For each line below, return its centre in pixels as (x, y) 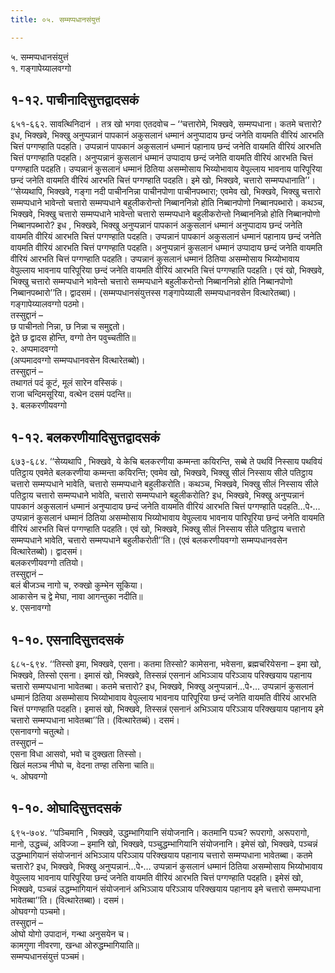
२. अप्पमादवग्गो (34, 349)
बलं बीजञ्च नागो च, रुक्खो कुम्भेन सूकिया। (77, 585)
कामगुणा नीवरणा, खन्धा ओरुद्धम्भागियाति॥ (75, 945)
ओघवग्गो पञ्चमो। (38, 911)
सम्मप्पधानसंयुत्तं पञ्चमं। (48, 956)
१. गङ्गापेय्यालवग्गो (41, 68)
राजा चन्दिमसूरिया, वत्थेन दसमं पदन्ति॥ (71, 394)
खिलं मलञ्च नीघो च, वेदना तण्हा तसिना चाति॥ (82, 765)
